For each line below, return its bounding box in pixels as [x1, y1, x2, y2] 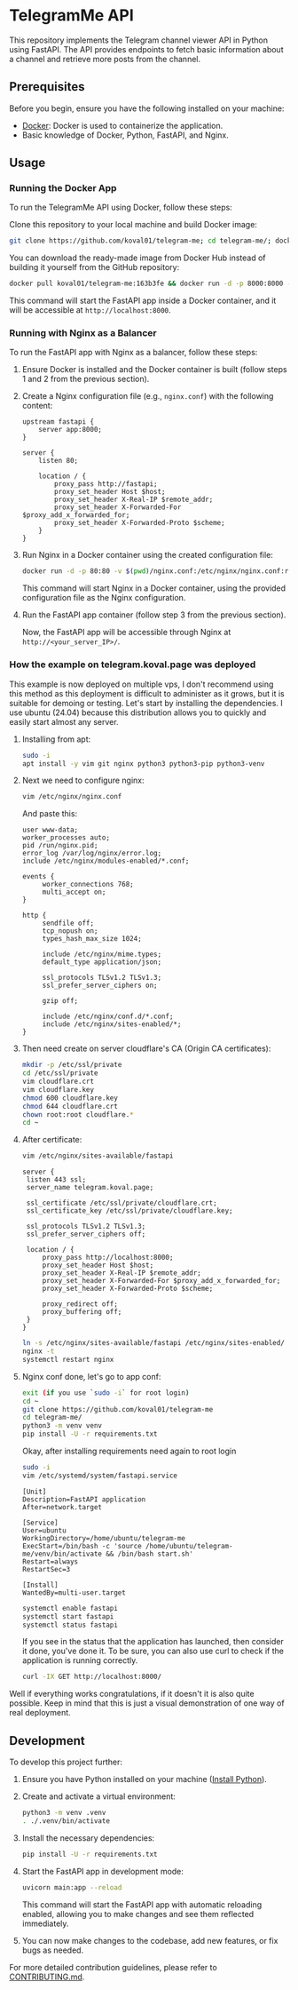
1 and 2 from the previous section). [21, 374, 150, 385]
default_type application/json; [42, 958, 162, 967]
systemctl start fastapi [21, 1612, 114, 1621]
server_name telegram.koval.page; [26, 1183, 154, 1192]
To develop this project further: [9, 1756, 122, 1768]
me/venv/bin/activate [21, 1549, 102, 1558]
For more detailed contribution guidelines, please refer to [9, 1962, 217, 1972]
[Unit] [21, 1487, 47, 1496]
